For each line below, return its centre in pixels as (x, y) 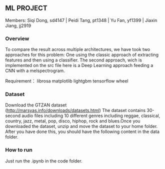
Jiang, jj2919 (18, 25)
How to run (19, 150)
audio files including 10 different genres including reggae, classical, (91, 116)
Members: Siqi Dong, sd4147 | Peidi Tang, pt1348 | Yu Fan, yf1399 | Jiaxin (81, 20)
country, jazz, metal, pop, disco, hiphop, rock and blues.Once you (73, 121)
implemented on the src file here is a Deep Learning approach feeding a (79, 65)
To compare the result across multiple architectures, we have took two (78, 49)
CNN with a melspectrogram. (35, 71)
